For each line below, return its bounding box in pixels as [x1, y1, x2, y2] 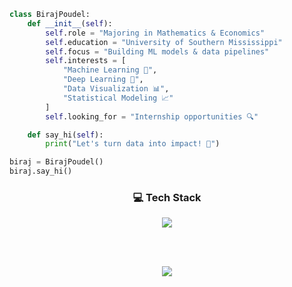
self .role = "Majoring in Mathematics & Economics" [45, 28, 266, 38]
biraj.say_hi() [9, 166, 73, 177]
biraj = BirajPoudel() [9, 157, 104, 167]
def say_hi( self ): [27, 130, 104, 140]
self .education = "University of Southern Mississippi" [45, 37, 283, 47]
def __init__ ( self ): [27, 18, 113, 29]
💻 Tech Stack [132, 190, 202, 204]
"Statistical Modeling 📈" [62, 93, 174, 103]
